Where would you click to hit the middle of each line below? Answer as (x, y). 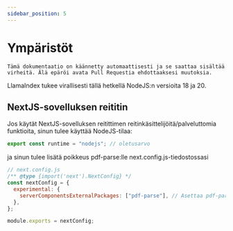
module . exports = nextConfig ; (51, 221)
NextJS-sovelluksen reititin (68, 107)
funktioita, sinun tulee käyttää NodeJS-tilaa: (70, 131)
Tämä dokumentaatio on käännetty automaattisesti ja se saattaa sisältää (116, 67)
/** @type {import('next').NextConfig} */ (69, 177)
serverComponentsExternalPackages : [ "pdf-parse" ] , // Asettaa (111, 196)
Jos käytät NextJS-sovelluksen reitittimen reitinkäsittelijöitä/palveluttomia (112, 124)
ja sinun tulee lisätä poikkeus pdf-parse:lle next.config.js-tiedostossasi (108, 157)
